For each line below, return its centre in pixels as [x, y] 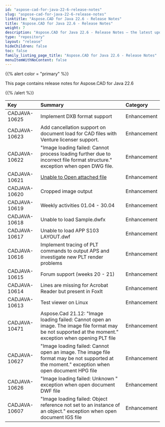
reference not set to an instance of [80, 405]
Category [137, 105]
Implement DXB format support [76, 116]
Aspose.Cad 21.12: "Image [72, 313]
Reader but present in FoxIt [72, 291]
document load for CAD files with [79, 134]
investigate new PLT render [72, 257]
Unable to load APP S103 [70, 230]
